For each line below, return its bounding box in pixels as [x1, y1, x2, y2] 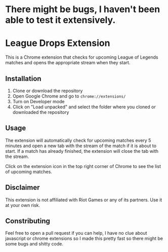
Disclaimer [5, 183, 40, 192]
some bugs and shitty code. [5, 241, 64, 247]
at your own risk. [5, 202, 40, 208]
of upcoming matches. [5, 169, 52, 175]
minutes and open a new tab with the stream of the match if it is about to [5, 143, 157, 149]
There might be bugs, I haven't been [5, 4, 160, 15]
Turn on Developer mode [12, 98, 65, 104]
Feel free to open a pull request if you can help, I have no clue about [5, 230, 148, 236]
